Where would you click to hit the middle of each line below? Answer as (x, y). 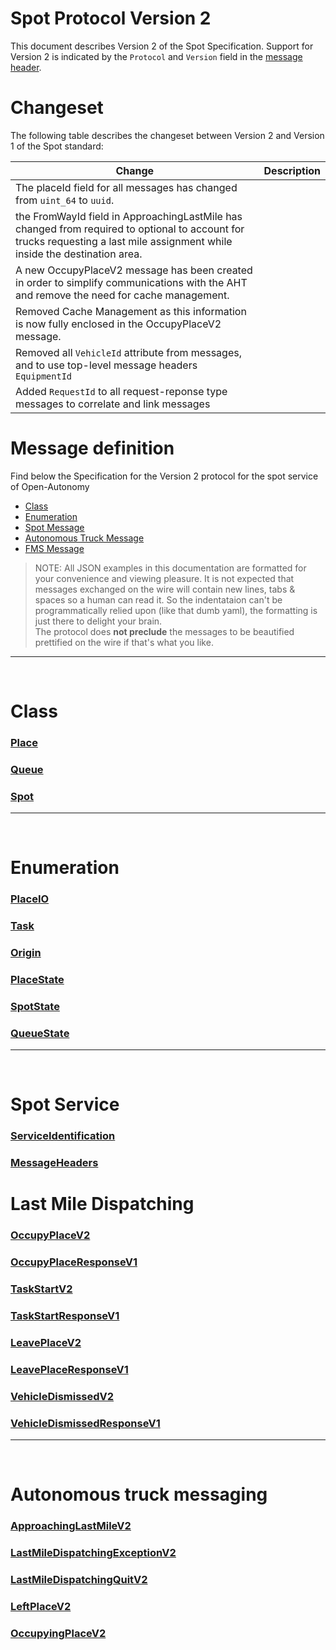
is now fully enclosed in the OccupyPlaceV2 (118, 324)
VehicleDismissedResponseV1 (85, 1423)
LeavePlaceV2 (46, 1343)
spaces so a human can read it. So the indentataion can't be (158, 599)
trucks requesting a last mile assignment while (124, 241)
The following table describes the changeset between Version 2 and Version (167, 135)
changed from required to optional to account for (130, 229)
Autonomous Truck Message (84, 538)
